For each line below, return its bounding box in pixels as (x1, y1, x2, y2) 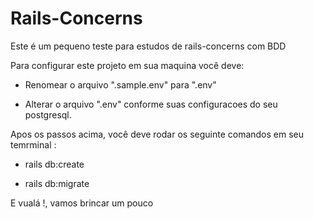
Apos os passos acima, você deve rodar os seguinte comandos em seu (10, 128, 305, 140)
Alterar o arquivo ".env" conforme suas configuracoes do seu (24, 98, 278, 110)
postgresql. (24, 108, 72, 121)
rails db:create (24, 158, 85, 170)
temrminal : (10, 138, 57, 151)
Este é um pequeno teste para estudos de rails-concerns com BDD (10, 40, 287, 52)
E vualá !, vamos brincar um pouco (10, 197, 154, 209)
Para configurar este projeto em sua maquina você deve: (10, 59, 245, 71)
